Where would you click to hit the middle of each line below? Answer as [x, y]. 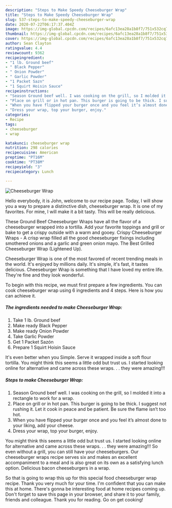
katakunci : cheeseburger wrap [38, 143]
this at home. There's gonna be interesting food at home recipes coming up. [85, 489]
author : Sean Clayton [28, 44]
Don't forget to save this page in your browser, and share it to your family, [83, 494]
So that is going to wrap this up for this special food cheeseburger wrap [81, 478]
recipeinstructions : [27, 91]
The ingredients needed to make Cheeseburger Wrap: [64, 307]
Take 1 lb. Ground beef [36, 320]
